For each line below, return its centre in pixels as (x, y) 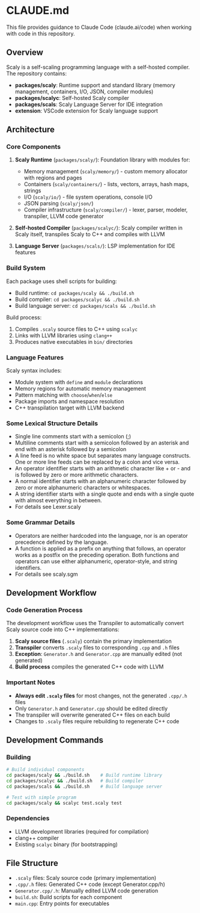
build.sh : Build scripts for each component (68, 897)
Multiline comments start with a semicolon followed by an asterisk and (102, 443)
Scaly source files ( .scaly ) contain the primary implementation (93, 641)
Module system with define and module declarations (79, 382)
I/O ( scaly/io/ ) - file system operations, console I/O (88, 197)
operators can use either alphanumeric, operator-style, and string (96, 561)
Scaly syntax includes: (34, 370)
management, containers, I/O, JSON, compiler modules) (84, 92)
